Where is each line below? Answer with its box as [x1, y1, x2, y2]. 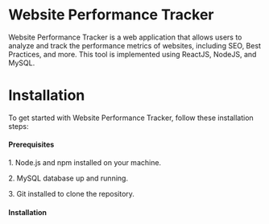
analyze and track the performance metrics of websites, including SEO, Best [8, 40, 262, 50]
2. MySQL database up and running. [8, 173, 129, 183]
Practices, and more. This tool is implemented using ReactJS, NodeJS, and [8, 49, 257, 59]
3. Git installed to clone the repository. [8, 189, 135, 199]
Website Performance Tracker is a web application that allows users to [8, 32, 242, 42]
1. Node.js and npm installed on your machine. [8, 158, 162, 168]
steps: [8, 121, 29, 131]
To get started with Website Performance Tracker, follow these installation [8, 113, 254, 122]
